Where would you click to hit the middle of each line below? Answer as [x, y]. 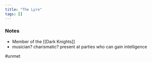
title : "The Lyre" [23, 9]
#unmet [13, 56]
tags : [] [14, 14]
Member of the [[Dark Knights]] [43, 41]
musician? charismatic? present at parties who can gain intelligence [80, 47]
